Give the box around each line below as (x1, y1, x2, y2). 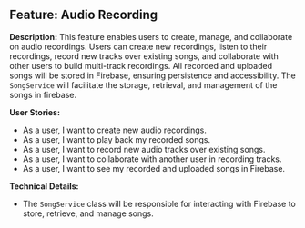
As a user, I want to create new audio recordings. (22, 124, 207, 135)
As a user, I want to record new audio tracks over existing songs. (22, 144, 266, 154)
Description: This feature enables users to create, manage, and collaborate (9, 31, 293, 42)
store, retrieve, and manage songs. (22, 208, 155, 219)
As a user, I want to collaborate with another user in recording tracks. (22, 154, 282, 164)
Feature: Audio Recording (9, 7, 158, 23)
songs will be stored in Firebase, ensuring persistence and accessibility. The (9, 70, 296, 81)
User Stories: (9, 106, 61, 117)
